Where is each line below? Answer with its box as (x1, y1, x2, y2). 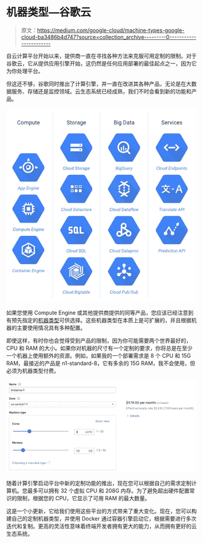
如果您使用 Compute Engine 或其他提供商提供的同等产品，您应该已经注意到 (6, 309, 194, 317)
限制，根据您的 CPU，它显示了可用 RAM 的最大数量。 (16, 495, 150, 502)
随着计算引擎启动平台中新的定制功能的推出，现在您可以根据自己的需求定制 (6, 480, 192, 487)
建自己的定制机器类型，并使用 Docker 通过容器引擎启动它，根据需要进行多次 (6, 515, 197, 522)
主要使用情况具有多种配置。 (16, 324, 86, 332)
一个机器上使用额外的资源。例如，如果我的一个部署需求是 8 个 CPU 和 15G (6, 352, 192, 360)
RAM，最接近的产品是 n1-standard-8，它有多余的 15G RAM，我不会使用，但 (6, 360, 196, 367)
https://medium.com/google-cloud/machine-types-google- (37, 27, 185, 34)
